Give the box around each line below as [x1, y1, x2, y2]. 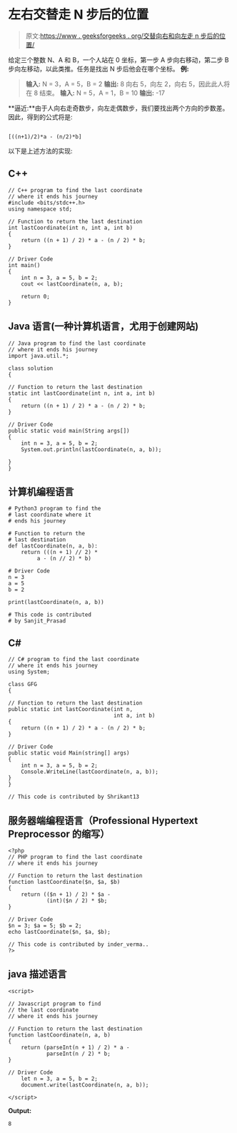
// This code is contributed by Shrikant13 [8, 793, 140, 800]
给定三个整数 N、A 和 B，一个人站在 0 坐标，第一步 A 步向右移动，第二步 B [8, 55, 229, 64]
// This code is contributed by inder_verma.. [8, 941, 149, 948]
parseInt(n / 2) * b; [46, 1050, 111, 1057]
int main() [8, 261, 41, 268]
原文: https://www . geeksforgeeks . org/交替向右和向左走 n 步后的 [25, 31, 220, 40]
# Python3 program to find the [8, 505, 101, 513]
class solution [8, 365, 54, 372]
